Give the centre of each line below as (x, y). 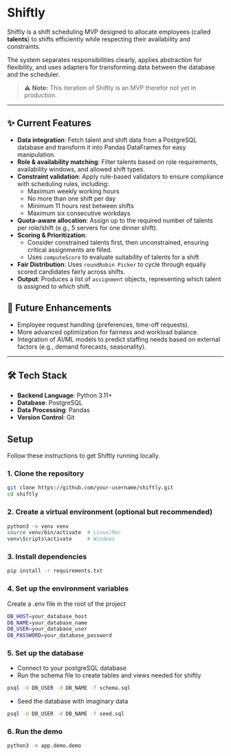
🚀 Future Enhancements (59, 308)
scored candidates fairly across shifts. (71, 272)
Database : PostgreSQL (50, 403)
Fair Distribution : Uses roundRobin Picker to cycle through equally (111, 264)
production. (40, 95)
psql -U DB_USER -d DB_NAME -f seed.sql (66, 714)
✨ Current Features (49, 123)
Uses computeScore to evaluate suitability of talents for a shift (113, 257)
